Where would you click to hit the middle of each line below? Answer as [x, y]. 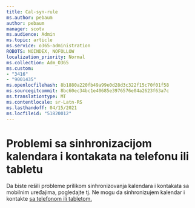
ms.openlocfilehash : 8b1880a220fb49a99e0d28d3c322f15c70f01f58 [88, 86]
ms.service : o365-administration [48, 46]
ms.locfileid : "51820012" [39, 113]
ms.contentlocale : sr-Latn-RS [45, 102]
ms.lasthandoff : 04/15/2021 [42, 108]
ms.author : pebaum [29, 18]
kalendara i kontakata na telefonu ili [98, 156]
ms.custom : [20, 68]
